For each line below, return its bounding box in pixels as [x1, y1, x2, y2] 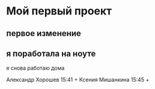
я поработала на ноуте [6, 48, 96, 58]
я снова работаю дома [6, 64, 65, 72]
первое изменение [6, 28, 81, 38]
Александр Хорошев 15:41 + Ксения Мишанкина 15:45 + [6, 76, 150, 84]
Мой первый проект [6, 4, 112, 18]
